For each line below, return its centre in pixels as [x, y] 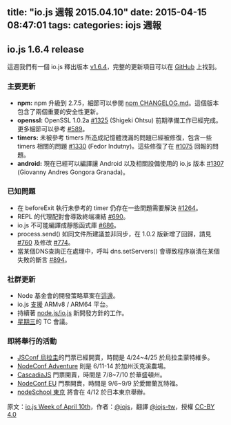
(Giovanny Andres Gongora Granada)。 [73, 172]
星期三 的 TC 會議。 [44, 322]
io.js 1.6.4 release [46, 49]
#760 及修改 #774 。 [46, 242]
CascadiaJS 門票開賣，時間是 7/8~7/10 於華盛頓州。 [91, 375]
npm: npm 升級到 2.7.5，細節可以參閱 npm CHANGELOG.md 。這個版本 [118, 103]
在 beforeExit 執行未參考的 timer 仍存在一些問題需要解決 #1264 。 [109, 208]
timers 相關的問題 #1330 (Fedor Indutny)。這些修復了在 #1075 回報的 [115, 146]
